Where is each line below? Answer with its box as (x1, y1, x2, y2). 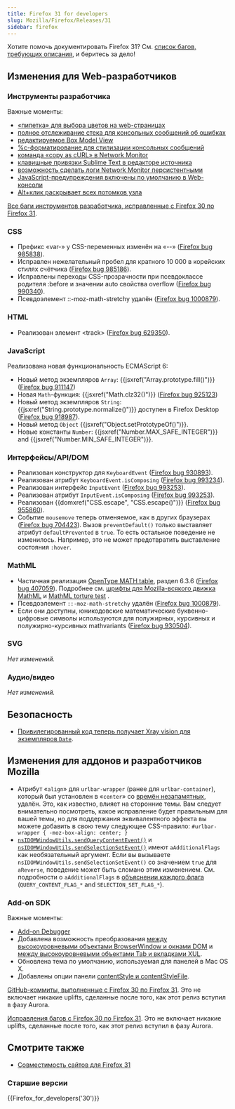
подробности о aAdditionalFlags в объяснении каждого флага (17, 872, 205, 881)
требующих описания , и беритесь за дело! (7, 50, 135, 58)
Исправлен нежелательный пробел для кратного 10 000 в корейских (17, 258, 226, 266)
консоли (17, 180, 43, 190)
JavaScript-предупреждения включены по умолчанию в (17, 173, 187, 182)
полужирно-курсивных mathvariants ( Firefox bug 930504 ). (17, 621, 192, 630)
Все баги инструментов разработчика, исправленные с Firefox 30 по (7, 201, 215, 211)
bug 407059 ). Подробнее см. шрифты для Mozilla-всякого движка (17, 584, 216, 592)
